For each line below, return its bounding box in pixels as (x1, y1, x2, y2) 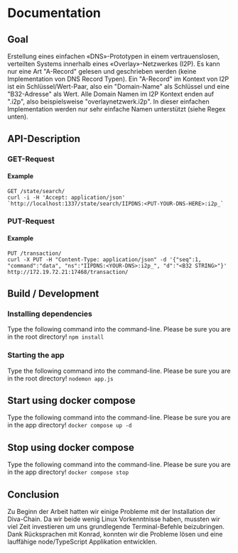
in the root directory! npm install (7, 332, 104, 341)
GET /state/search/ (7, 187, 65, 195)
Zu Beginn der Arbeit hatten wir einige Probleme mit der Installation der (7, 508, 216, 516)
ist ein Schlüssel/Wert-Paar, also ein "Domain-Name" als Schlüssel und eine (7, 82, 229, 90)
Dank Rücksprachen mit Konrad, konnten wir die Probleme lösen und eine (7, 530, 223, 539)
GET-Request (7, 154, 55, 164)
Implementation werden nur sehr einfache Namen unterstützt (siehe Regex (7, 105, 226, 113)
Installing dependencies (7, 309, 92, 319)
